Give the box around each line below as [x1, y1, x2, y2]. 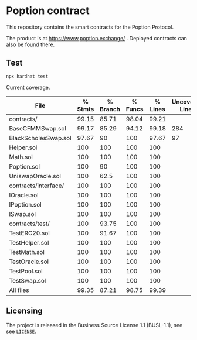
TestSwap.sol [9, 276, 46, 284]
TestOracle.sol [9, 257, 49, 266]
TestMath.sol [9, 248, 45, 256]
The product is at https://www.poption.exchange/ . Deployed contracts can [6, 35, 188, 42]
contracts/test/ [9, 219, 50, 228]
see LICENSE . [6, 328, 36, 335]
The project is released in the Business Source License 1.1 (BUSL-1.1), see [6, 321, 183, 328]
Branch [99, 105, 121, 113]
